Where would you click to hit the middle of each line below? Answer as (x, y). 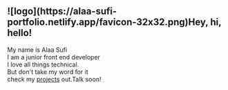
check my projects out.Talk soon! (54, 79)
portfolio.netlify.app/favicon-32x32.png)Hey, (108, 22)
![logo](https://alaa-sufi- (62, 11)
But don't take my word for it (48, 71)
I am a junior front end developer (54, 57)
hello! (20, 33)
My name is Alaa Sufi (37, 49)
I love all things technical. (43, 64)
